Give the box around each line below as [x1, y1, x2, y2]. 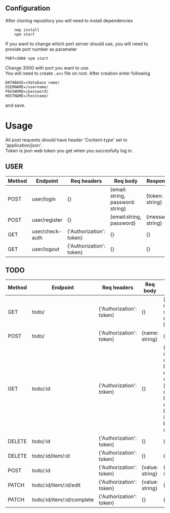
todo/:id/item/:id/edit [32, 482, 81, 489]
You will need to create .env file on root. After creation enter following [5, 70, 150, 76]
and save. [5, 102, 26, 108]
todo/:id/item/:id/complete [32, 496, 94, 503]
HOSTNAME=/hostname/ [5, 93, 49, 98]
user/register [32, 216, 63, 223]
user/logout [32, 246, 60, 253]
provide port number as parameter [5, 46, 77, 52]
